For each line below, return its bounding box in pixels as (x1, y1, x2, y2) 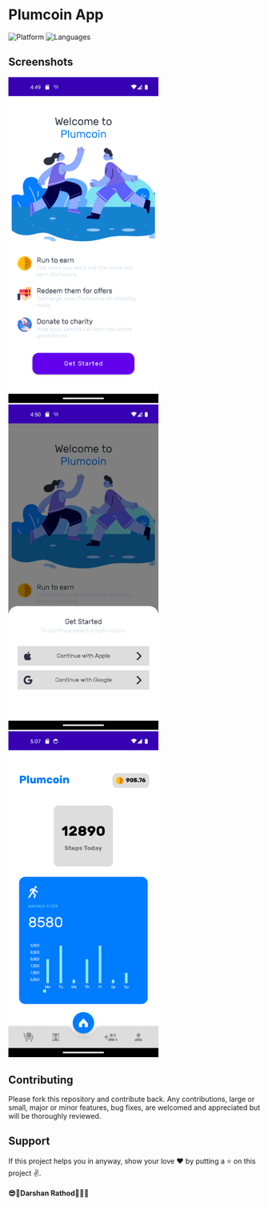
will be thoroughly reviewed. (8, 1112, 102, 1121)
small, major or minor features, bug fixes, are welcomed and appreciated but (8, 1103, 261, 1112)
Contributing (8, 1073, 74, 1087)
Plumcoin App (8, 6, 104, 24)
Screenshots (8, 55, 74, 69)
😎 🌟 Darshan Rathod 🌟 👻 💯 (8, 1188, 90, 1198)
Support (8, 1135, 50, 1148)
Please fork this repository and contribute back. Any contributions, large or (8, 1095, 255, 1104)
